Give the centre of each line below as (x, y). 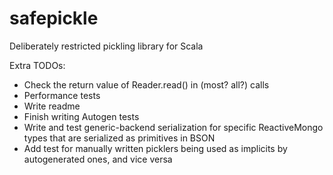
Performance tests (62, 95)
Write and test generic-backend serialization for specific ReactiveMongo (173, 127)
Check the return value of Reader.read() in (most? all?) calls (146, 84)
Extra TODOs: (37, 65)
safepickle (54, 18)
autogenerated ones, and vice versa (98, 159)
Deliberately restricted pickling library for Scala (106, 46)
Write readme (52, 106)
